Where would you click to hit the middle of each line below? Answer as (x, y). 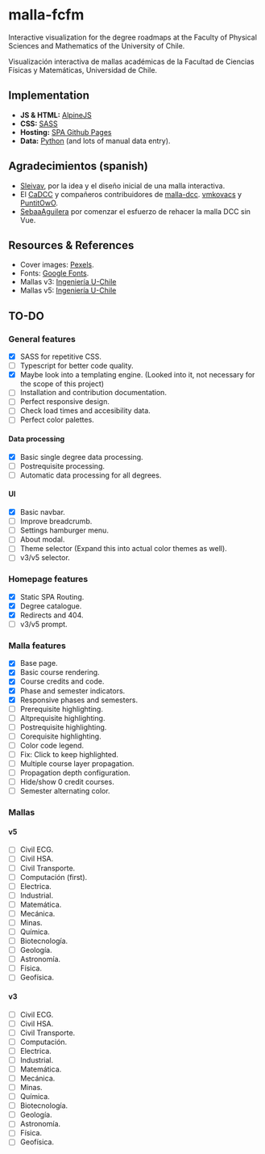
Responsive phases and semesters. (79, 700)
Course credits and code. (62, 681)
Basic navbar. (43, 512)
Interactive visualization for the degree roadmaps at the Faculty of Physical (133, 37)
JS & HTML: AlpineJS (56, 115)
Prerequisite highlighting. (61, 709)
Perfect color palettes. (57, 420)
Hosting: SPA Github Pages (66, 132)
